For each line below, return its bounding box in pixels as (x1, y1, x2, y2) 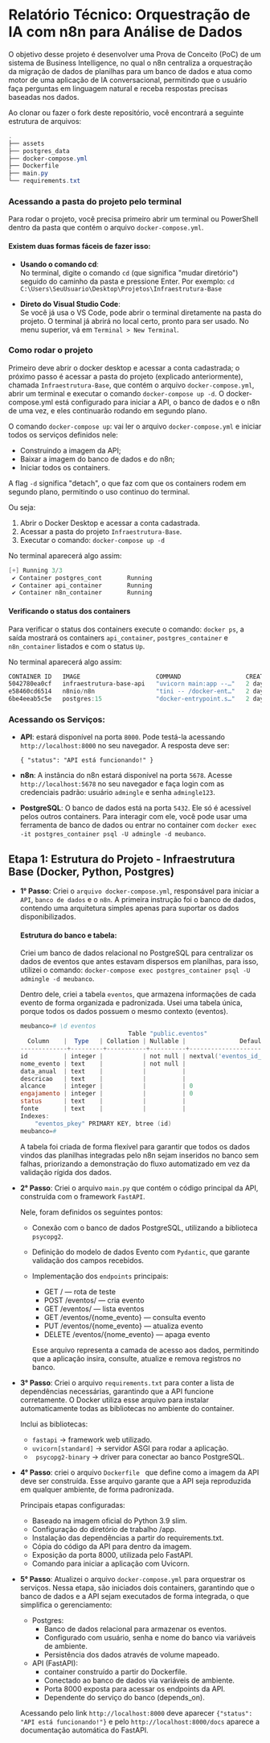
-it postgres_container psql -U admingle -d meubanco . (19, 829, 207, 838)
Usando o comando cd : (19, 259, 99, 269)
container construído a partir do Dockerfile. (43, 1666, 187, 1676)
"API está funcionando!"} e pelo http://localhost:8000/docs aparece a (19, 1716, 260, 1726)
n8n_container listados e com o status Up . (8, 641, 145, 651)
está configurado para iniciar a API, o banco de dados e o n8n (55, 397, 260, 407)
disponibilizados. (19, 912, 76, 921)
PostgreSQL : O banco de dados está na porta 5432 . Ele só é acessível (19, 803, 252, 813)
